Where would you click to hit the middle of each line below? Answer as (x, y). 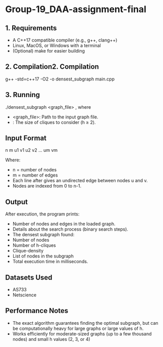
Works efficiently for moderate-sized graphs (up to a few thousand (82, 334)
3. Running (23, 95)
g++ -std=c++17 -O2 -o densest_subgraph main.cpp (60, 79)
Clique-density (28, 251)
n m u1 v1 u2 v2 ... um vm (32, 150)
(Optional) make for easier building (48, 51)
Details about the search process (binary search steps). (70, 229)
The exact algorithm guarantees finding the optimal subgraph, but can (85, 323)
